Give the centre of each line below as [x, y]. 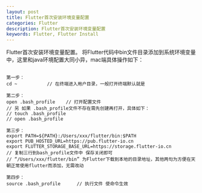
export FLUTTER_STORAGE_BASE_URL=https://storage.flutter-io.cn [89, 147]
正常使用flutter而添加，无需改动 [47, 166]
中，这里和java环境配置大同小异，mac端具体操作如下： [75, 60]
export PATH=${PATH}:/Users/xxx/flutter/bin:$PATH [71, 136]
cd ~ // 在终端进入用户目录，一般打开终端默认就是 [76, 84]
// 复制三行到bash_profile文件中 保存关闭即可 [60, 153]
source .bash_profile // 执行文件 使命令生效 [67, 184]
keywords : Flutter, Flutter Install [52, 34]
